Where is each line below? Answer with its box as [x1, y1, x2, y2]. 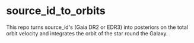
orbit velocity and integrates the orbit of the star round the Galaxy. [6, 29, 168, 37]
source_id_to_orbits [6, 4, 106, 18]
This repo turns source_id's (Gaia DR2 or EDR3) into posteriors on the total [6, 24, 189, 31]
